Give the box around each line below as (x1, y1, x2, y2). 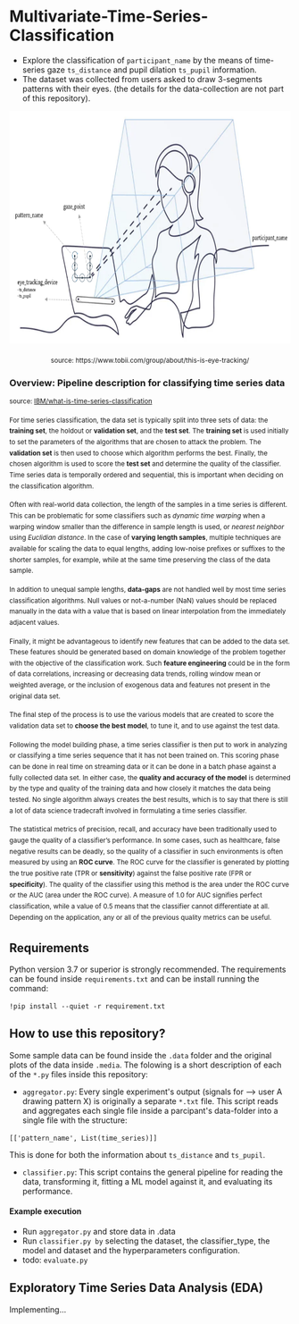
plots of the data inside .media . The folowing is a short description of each (9, 1059, 282, 1070)
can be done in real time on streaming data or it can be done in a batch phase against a (9, 763, 277, 772)
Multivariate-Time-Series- (9, 6, 209, 27)
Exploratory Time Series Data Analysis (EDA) (9, 1280, 263, 1295)
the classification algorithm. (9, 481, 95, 491)
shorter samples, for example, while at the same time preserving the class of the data (9, 555, 270, 564)
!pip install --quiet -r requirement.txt (9, 1002, 166, 1011)
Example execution (9, 1206, 82, 1217)
